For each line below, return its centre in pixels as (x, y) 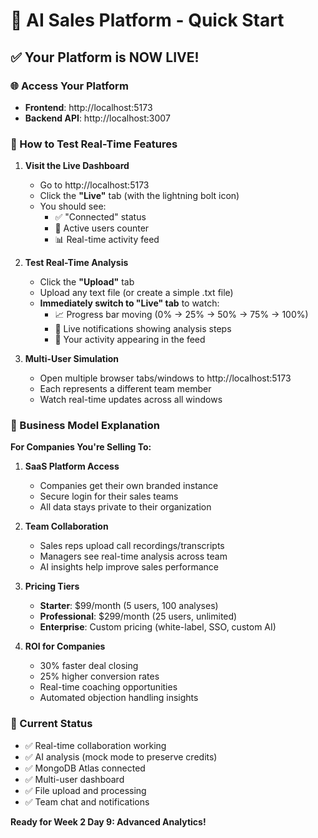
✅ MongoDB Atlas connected (85, 768)
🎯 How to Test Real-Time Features (94, 144)
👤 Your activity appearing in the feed (130, 340)
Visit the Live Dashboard (77, 166)
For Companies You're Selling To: (81, 447)
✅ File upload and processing (85, 790)
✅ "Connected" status (100, 217)
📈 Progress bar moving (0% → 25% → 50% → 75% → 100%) (181, 315)
